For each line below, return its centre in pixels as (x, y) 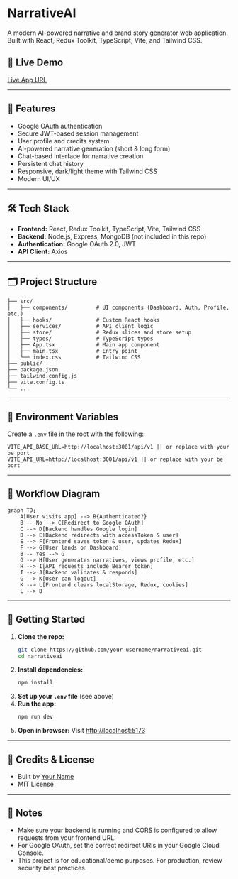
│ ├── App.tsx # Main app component (84, 345)
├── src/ (20, 302)
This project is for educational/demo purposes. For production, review (120, 860)
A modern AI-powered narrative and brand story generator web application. (118, 33)
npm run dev (35, 717)
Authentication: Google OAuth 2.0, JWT (76, 244)
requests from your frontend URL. (67, 837)
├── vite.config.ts (36, 382)
